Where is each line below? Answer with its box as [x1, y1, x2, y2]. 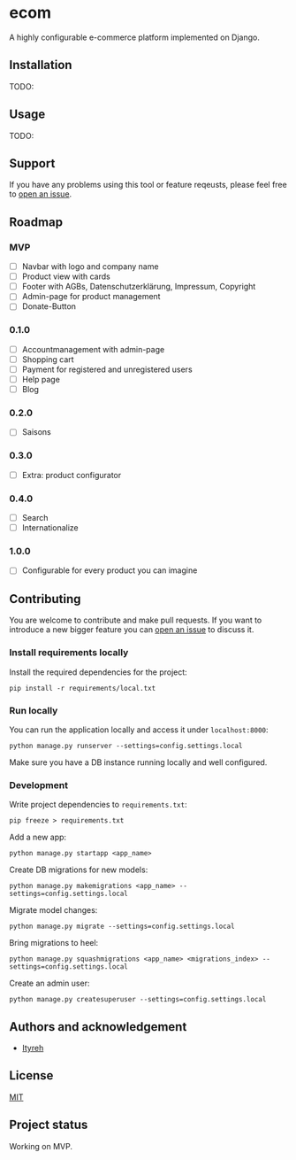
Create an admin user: [9, 978, 90, 989]
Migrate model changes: [9, 905, 98, 916]
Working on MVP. [9, 1141, 73, 1151]
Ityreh [21, 1043, 44, 1053]
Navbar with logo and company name [21, 261, 159, 272]
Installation [9, 58, 72, 73]
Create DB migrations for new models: [9, 864, 148, 875]
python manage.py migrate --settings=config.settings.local [9, 922, 236, 932]
